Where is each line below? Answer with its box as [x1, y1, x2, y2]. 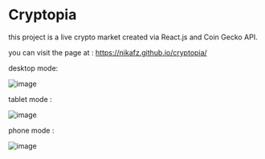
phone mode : [8, 125, 55, 135]
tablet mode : [8, 94, 52, 104]
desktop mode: [8, 63, 59, 73]
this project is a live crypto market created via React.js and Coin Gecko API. [8, 32, 259, 42]
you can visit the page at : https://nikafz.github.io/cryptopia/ [8, 47, 207, 57]
